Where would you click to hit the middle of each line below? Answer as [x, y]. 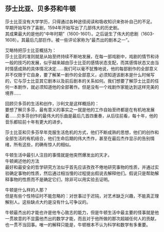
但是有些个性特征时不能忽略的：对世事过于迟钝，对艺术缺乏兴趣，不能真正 [80, 196]
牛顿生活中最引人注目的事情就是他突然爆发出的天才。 [59, 155]
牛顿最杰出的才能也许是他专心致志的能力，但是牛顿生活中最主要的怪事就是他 [82, 212]
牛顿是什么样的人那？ [26, 189]
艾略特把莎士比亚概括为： [31, 50]
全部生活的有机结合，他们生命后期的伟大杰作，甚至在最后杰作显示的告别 [78, 138]
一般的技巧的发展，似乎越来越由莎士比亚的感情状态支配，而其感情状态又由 [80, 62]
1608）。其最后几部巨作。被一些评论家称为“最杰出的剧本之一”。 [69, 40]
